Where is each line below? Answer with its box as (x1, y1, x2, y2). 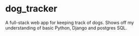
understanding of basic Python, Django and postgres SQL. (5, 24, 127, 30)
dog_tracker (5, 3, 57, 14)
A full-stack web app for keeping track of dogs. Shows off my (5, 19, 134, 25)
